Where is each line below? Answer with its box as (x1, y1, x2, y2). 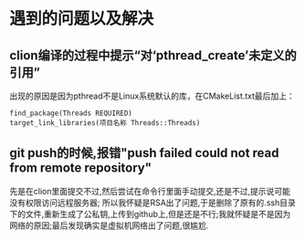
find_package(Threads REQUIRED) (9, 109, 132, 118)
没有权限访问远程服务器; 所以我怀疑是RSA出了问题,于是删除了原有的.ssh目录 (9, 197, 296, 208)
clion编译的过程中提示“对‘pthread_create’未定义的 (9, 47, 297, 63)
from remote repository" (9, 161, 153, 176)
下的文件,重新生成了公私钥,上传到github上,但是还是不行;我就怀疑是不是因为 (9, 208, 291, 219)
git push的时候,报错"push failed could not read (9, 145, 280, 161)
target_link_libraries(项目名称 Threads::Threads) (9, 119, 201, 128)
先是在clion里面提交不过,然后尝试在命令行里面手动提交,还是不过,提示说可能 (9, 185, 290, 196)
